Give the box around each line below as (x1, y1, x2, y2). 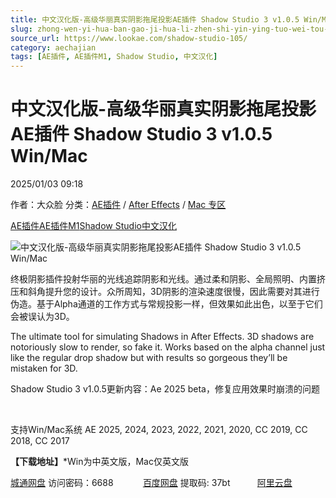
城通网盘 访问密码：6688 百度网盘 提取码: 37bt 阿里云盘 (10, 477, 293, 489)
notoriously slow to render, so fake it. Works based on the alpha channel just (10, 341, 326, 353)
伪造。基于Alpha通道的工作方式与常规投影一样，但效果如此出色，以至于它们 (10, 298, 323, 310)
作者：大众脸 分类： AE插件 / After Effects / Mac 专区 (10, 199, 227, 211)
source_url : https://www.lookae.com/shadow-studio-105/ (10, 33, 248, 43)
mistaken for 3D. (10, 362, 78, 375)
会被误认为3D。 (10, 311, 75, 323)
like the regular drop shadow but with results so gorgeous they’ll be (10, 352, 288, 364)
